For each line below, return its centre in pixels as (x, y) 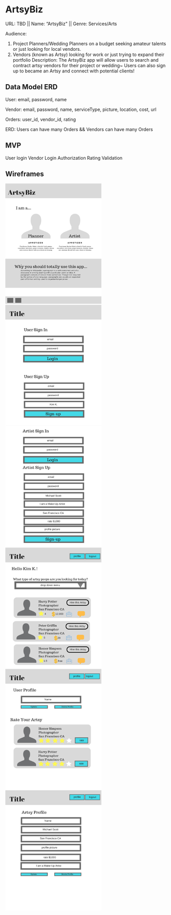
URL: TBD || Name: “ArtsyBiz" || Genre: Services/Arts (61, 24)
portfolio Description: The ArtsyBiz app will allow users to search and (85, 60)
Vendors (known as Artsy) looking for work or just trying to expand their (89, 54)
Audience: (16, 33)
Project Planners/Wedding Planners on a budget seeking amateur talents (89, 43)
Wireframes (25, 174)
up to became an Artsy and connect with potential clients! (73, 71)
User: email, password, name (36, 99)
